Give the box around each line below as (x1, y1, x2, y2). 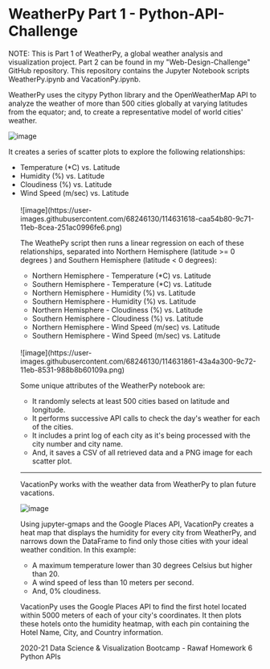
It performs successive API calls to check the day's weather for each (31, 413, 260, 423)
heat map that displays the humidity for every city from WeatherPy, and (19, 527, 257, 537)
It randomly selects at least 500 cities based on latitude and (31, 396, 231, 405)
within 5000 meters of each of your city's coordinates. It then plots (19, 610, 242, 620)
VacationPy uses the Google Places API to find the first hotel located (19, 601, 247, 611)
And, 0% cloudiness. (31, 586, 101, 596)
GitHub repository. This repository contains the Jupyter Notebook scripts (8, 65, 250, 75)
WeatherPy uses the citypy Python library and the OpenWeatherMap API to (8, 89, 257, 99)
